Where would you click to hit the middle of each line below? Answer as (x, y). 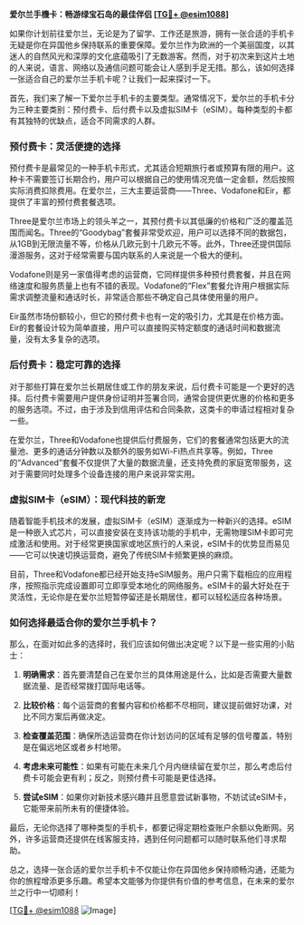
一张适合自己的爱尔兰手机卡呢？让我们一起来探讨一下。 (112, 79)
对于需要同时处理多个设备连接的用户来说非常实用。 (104, 473)
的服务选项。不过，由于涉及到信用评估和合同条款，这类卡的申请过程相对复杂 (152, 409)
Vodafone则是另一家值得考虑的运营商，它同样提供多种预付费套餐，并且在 (146, 275)
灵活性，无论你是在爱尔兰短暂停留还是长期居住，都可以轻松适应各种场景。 (148, 597)
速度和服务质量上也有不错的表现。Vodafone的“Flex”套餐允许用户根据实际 (153, 286)
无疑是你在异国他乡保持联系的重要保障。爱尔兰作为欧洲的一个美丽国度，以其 (152, 45)
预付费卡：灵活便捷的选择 (65, 146)
